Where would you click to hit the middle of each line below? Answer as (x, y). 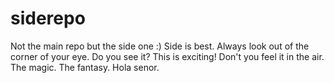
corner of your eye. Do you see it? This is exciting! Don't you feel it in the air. (167, 56)
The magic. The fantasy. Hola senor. (85, 67)
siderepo (48, 18)
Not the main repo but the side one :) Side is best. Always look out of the (160, 46)
